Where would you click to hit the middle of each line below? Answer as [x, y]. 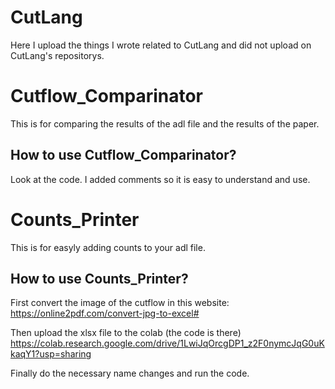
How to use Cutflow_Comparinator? [123, 155]
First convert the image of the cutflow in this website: [120, 303]
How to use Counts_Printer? [99, 279]
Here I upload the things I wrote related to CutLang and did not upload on [161, 45]
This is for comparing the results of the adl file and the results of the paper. [165, 123]
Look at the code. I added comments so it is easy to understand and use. [160, 179]
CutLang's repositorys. [57, 55]
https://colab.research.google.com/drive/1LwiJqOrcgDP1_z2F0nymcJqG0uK [167, 343]
